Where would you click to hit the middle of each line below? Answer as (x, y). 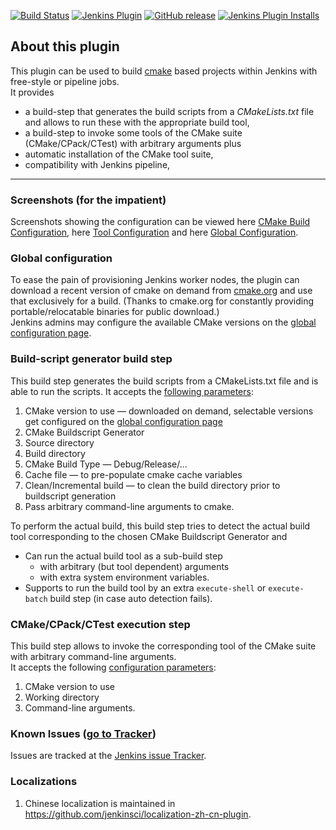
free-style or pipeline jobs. (65, 81)
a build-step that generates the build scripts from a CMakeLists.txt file (169, 111)
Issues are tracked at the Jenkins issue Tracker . (108, 756)
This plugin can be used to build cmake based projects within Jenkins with (164, 71)
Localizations (44, 782)
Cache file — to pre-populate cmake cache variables (133, 474)
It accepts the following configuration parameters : (113, 667)
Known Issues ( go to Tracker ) (83, 733)
